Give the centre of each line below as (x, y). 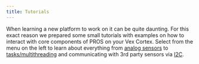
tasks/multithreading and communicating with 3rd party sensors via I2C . (95, 54)
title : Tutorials (28, 12)
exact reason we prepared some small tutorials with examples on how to (95, 35)
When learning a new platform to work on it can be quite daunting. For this (98, 29)
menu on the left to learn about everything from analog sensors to (87, 48)
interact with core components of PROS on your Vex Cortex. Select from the (99, 41)
